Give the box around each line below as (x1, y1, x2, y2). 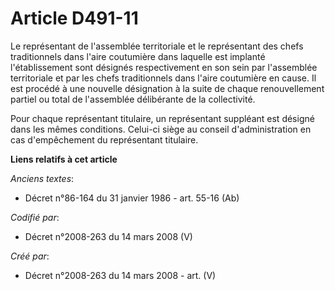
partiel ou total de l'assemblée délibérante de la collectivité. (10, 93, 256, 105)
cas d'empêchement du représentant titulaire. (10, 133, 199, 146)
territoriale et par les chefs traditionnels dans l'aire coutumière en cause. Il (10, 72, 317, 84)
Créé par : (10, 250, 50, 262)
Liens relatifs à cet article (10, 153, 118, 165)
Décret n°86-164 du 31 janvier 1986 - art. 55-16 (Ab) (24, 192, 240, 204)
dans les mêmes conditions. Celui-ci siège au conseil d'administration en (10, 123, 312, 135)
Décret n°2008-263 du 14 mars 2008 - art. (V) (24, 269, 217, 281)
